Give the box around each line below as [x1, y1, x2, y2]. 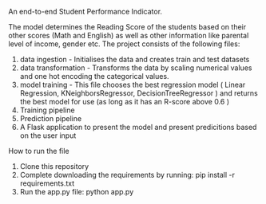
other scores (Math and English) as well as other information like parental [8, 31, 249, 40]
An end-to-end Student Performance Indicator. [8, 7, 162, 16]
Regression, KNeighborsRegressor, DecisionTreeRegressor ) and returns [19, 88, 258, 98]
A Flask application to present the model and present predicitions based [19, 123, 257, 131]
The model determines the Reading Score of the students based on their [8, 22, 246, 31]
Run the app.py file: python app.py [19, 187, 134, 196]
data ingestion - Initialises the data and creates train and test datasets [19, 55, 250, 64]
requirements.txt [19, 178, 75, 188]
